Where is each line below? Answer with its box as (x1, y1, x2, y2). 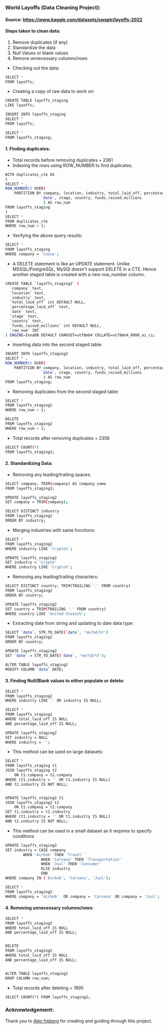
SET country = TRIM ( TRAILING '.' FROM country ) (5, 606, 106, 612)
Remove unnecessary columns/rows (12, 55, 87, 61)
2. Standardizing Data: (5, 460, 53, 466)
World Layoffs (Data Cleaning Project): (5, 4, 101, 11)
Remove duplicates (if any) (12, 39, 68, 45)
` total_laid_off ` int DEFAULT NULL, (9, 300, 86, 305)
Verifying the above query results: (12, 233, 82, 239)
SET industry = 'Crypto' (5, 560, 57, 565)
